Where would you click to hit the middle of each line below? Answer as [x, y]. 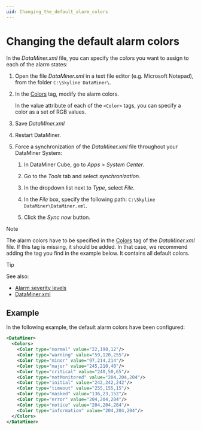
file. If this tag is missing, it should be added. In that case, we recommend [97, 246]
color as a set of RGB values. [51, 112]
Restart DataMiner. [38, 135]
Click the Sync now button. [57, 217]
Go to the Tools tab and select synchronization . [82, 176]
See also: [18, 276]
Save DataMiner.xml [39, 123]
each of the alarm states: [37, 64]
